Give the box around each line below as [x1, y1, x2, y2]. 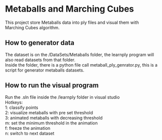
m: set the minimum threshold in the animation [5, 120, 98, 126]
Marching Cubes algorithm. [5, 24, 60, 30]
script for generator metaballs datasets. [5, 67, 84, 73]
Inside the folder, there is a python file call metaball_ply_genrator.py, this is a [5, 62, 158, 68]
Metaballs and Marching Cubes [5, 3, 134, 15]
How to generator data [5, 39, 74, 47]
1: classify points [5, 105, 38, 110]
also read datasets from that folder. [5, 57, 75, 63]
